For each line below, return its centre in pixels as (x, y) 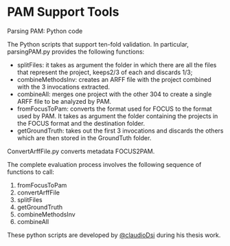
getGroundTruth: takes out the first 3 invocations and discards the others (120, 131)
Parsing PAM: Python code (45, 31)
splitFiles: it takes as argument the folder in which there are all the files (117, 65)
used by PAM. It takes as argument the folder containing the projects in (117, 116)
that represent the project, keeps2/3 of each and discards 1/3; (105, 72)
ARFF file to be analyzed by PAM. (64, 101)
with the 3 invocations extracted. (64, 87)
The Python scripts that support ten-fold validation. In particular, (98, 44)
